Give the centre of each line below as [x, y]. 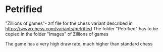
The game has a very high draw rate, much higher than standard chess [79, 43]
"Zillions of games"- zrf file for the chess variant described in [69, 23]
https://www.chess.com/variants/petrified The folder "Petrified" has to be [82, 28]
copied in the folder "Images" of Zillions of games [57, 34]
